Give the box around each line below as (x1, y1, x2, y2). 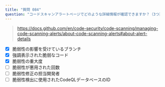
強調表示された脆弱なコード (12, 52, 69, 58)
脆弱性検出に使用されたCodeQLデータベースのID (12, 77, 110, 83)
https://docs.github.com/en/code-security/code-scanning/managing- (17, 25, 159, 31)
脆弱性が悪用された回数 (12, 64, 60, 70)
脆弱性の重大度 (12, 58, 43, 64)
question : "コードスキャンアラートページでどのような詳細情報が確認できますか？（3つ (5, 12, 160, 17)
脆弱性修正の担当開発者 (12, 70, 60, 76)
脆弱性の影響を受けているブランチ (12, 46, 82, 52)
